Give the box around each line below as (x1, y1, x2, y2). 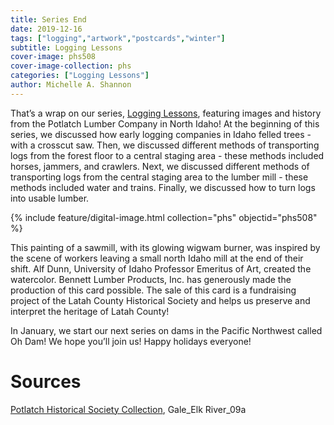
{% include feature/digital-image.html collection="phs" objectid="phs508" (10, 211, 318, 223)
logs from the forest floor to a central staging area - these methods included (10, 149, 325, 161)
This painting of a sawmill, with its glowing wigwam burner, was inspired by (10, 241, 321, 253)
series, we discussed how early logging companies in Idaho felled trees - (10, 128, 312, 140)
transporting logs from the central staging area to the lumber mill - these (10, 171, 309, 183)
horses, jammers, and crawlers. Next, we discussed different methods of (10, 160, 310, 172)
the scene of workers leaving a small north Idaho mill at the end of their (10, 252, 304, 264)
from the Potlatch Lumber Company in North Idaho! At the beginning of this (10, 117, 320, 130)
